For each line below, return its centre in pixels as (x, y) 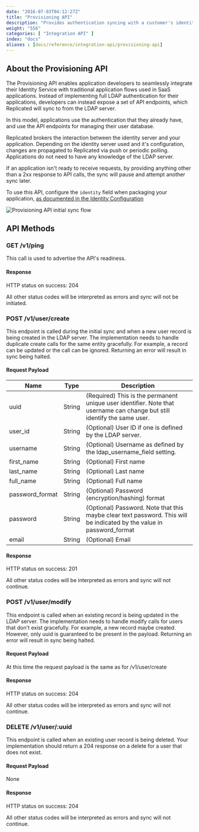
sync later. (19, 180)
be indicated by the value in (124, 523)
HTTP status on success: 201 (42, 569)
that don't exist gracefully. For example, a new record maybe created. (91, 627)
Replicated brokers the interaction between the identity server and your (93, 138)
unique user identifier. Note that (130, 403)
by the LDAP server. (113, 435)
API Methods (31, 229)
